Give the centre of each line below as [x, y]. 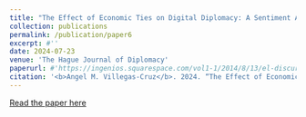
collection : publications [58, 26]
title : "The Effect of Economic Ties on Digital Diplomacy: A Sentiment [150, 18]
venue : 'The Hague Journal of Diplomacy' [89, 60]
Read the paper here [48, 102]
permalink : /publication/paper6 [71, 34]
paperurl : [28, 69]
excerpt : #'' [34, 43]
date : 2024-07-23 [42, 52]
